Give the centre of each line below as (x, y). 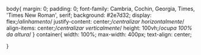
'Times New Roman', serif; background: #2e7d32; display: (79, 15)
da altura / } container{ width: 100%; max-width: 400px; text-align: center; (99, 34)
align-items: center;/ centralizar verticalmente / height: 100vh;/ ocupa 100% (100, 28)
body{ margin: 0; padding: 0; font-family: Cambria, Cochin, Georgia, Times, (100, 9)
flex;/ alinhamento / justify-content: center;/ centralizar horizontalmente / (95, 21)
